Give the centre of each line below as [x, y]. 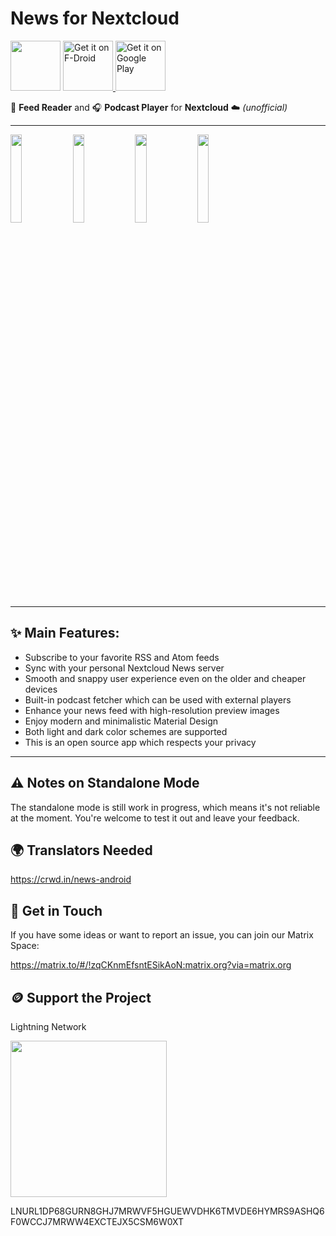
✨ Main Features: [65, 633]
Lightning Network [48, 1026]
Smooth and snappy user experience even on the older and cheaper [165, 678]
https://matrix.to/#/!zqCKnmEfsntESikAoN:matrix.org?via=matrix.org [151, 965]
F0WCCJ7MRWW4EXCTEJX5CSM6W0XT [97, 1221]
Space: [25, 946]
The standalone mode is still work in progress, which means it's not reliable [165, 807]
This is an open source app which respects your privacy [140, 742]
